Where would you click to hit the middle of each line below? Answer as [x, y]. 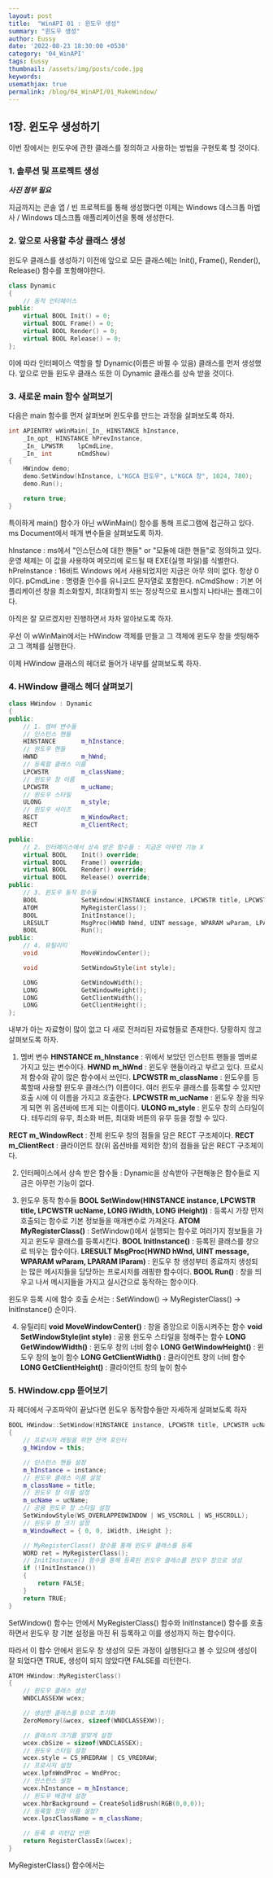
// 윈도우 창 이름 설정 [56, 1493]
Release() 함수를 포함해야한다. [57, 270]
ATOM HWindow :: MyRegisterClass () [65, 1676]
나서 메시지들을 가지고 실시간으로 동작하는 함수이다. [117, 1282]
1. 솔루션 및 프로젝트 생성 [54, 171]
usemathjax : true [38, 84]
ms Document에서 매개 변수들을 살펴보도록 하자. [86, 533]
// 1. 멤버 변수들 [50, 726]
